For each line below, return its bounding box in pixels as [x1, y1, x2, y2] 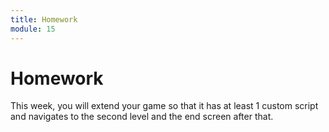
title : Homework [10, 14, 78, 25]
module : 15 [10, 24, 56, 34]
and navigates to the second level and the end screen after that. [10, 111, 274, 123]
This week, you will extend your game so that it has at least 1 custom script [10, 100, 319, 112]
